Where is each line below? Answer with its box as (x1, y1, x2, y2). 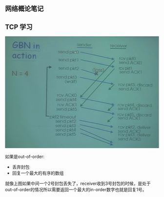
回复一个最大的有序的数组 (12, 170, 64, 176)
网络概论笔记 (5, 4, 44, 13)
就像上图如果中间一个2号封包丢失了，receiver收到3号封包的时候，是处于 (5, 180, 151, 186)
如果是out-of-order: (5, 153, 45, 159)
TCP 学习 (5, 22, 33, 31)
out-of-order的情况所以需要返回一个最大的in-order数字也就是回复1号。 (5, 186, 147, 192)
